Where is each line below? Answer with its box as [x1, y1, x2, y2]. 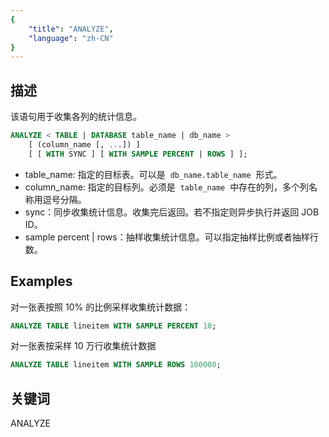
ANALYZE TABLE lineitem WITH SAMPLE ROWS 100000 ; [10, 360, 222, 370]
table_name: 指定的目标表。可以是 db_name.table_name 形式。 [24, 168, 283, 180]
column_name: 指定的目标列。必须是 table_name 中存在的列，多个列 [24, 181, 310, 193]
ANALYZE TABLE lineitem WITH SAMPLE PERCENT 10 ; [10, 321, 217, 331]
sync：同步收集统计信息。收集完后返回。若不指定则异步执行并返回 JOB [24, 206, 320, 218]
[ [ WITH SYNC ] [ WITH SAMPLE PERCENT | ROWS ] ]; [28, 149, 248, 159]
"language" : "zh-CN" [28, 33, 114, 43]
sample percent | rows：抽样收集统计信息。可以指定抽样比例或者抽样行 [24, 231, 319, 243]
